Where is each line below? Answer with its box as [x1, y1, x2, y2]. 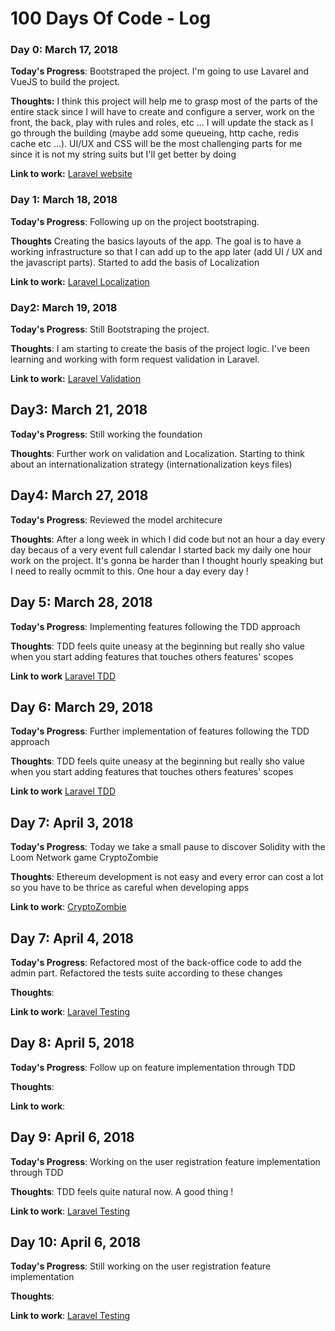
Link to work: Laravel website [10, 168, 133, 180]
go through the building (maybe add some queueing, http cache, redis [10, 127, 299, 139]
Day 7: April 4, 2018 [10, 930, 134, 947]
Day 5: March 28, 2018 [10, 594, 153, 611]
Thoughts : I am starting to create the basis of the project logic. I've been [10, 343, 310, 355]
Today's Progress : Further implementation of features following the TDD [10, 725, 310, 737]
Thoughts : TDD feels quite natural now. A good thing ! [10, 1185, 234, 1197]
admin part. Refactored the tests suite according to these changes [10, 967, 283, 979]
